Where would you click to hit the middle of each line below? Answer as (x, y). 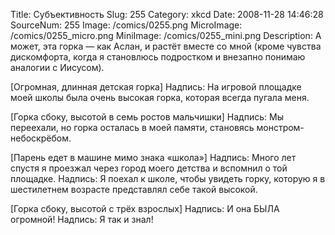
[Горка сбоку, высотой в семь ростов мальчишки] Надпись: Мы (147, 117)
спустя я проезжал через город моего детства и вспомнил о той (149, 168)
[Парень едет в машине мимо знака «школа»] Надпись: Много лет (153, 157)
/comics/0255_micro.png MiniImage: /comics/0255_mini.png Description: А (166, 35)
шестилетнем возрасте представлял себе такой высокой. (134, 189)
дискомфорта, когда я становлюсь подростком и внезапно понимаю (158, 57)
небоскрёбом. (41, 138)
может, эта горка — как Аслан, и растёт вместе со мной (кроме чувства (166, 46)
